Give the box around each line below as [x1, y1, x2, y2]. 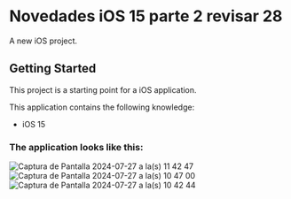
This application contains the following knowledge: [9, 102, 195, 112]
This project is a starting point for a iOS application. [9, 84, 197, 95]
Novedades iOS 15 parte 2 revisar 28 [9, 6, 283, 27]
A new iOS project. [9, 35, 78, 46]
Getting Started [9, 61, 97, 76]
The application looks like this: [9, 141, 144, 153]
